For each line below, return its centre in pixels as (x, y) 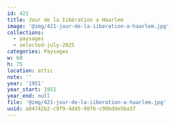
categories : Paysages (38, 52)
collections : (26, 32)
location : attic (30, 70)
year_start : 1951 (32, 90)
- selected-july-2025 (44, 45)
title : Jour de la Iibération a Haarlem (66, 20)
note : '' (19, 77)
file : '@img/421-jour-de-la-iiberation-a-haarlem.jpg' (87, 102)
